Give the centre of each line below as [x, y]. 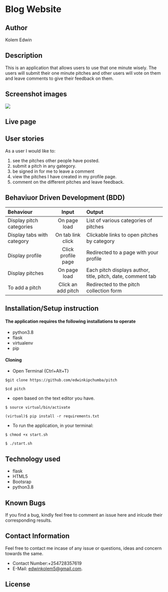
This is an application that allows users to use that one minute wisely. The [81, 68]
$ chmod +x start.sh [27, 435]
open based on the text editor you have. [53, 398]
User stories [24, 139]
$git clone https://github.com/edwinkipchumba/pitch [61, 380]
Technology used [33, 459]
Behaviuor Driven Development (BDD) [65, 198]
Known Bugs [25, 503]
